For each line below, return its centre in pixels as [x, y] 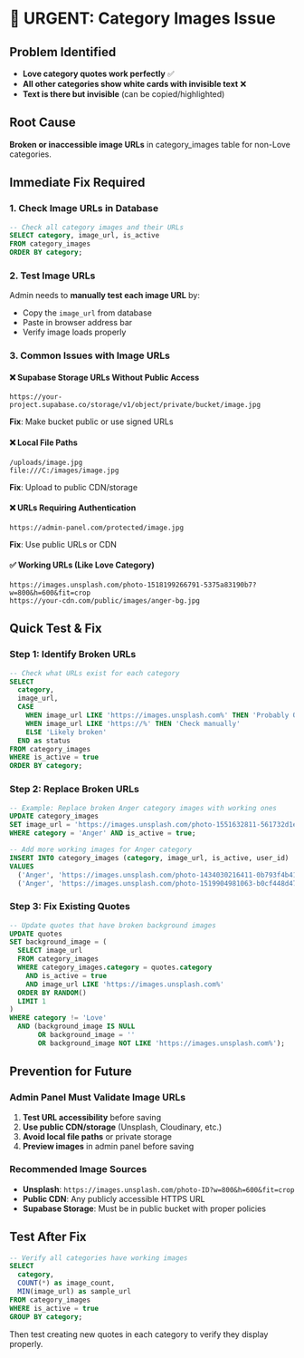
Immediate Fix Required [77, 183]
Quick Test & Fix [56, 629]
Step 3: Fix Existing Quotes [70, 907]
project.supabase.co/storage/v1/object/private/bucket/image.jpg [135, 405]
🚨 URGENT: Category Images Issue [142, 19]
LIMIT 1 [32, 1001]
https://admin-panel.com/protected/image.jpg [96, 528]
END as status [44, 741]
